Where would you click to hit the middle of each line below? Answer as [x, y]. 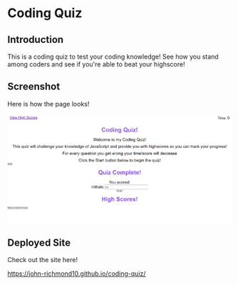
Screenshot [34, 87]
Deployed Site [39, 243]
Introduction [36, 40]
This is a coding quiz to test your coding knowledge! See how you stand [113, 56]
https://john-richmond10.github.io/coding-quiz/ [77, 274]
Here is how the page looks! [48, 104]
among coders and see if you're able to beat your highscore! [96, 64]
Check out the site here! [43, 260]
